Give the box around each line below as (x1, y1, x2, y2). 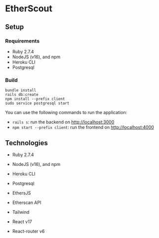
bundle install (5, 88, 37, 93)
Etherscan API (12, 199, 41, 205)
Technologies (5, 139, 48, 147)
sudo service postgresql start (5, 101, 70, 106)
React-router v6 (12, 228, 45, 234)
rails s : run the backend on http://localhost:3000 (12, 119, 115, 125)
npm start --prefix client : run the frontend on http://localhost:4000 (12, 124, 154, 130)
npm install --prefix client (5, 97, 65, 102)
